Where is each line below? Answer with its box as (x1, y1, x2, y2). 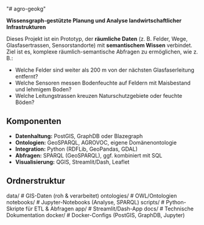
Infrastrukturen (6, 24, 46, 30)
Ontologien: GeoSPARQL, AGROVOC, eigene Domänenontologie (15, 139, 177, 146)
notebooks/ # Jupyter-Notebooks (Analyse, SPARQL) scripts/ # (6, 198, 165, 206)
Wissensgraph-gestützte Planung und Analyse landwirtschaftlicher (6, 17, 182, 24)
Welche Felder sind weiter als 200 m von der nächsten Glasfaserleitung (15, 66, 195, 74)
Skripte (6, 205, 24, 212)
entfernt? (15, 73, 38, 80)
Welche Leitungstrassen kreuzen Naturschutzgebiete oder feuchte (15, 92, 183, 99)
